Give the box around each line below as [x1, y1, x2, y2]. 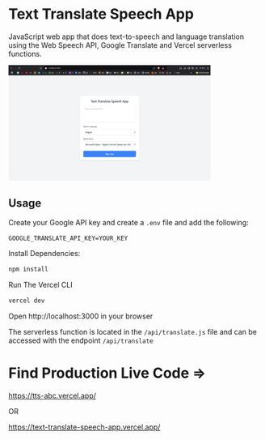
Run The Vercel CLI [8, 280, 73, 290]
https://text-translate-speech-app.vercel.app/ [8, 422, 161, 432]
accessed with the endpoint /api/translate [8, 335, 154, 345]
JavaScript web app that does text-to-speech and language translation [8, 32, 245, 41]
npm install [8, 265, 48, 274]
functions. [8, 49, 42, 58]
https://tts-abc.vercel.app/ [8, 391, 97, 401]
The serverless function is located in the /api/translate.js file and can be [8, 327, 257, 337]
